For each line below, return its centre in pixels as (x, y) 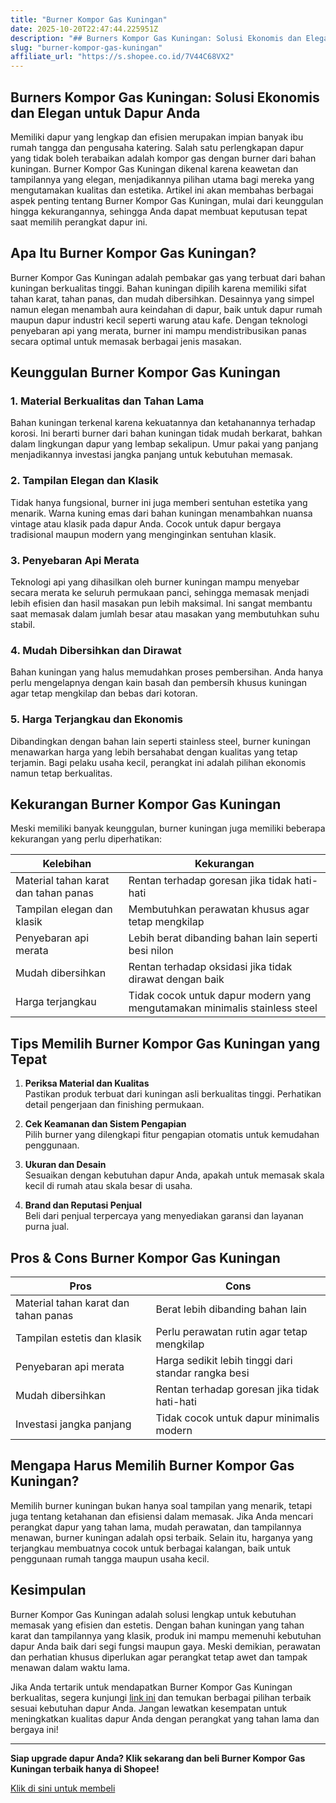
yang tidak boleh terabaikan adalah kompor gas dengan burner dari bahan (163, 158)
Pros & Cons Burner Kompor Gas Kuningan (145, 1257)
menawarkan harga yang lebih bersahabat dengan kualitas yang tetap (154, 752)
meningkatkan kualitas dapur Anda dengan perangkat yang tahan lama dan (165, 1718)
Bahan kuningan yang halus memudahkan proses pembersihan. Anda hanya (167, 672)
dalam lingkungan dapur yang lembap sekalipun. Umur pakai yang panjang (164, 444)
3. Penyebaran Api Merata (75, 560)
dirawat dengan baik (176, 979)
